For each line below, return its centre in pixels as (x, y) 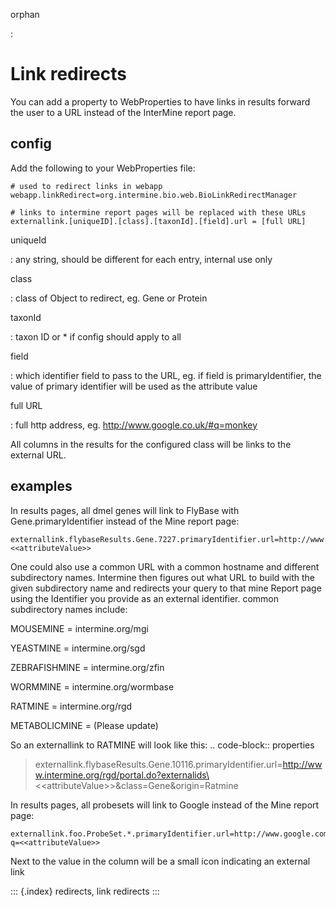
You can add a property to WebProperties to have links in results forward (160, 101)
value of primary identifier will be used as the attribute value (134, 386)
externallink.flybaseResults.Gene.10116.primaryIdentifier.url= (158, 764)
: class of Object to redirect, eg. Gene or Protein (109, 298)
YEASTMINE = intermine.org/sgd (78, 648)
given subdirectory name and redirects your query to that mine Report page (166, 588)
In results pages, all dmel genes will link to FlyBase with (125, 510)
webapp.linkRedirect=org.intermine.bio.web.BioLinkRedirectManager (154, 195)
